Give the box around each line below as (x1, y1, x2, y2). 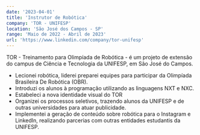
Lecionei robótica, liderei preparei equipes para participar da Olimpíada (14, 72, 192, 79)
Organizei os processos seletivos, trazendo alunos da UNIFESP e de (14, 97, 185, 105)
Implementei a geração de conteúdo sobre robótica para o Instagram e (14, 110, 191, 117)
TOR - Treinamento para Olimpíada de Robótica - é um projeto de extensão (6, 54, 193, 61)
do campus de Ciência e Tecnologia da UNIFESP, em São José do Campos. (6, 60, 193, 67)
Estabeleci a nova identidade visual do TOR (14, 91, 123, 98)
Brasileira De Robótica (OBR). (14, 78, 89, 85)
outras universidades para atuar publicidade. (14, 104, 127, 111)
